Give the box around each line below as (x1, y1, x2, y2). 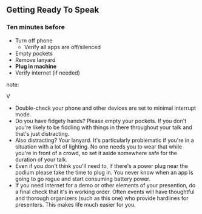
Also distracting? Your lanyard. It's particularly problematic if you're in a (15, 136, 194, 144)
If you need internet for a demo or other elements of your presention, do (15, 181, 196, 189)
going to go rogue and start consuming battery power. (15, 175, 150, 182)
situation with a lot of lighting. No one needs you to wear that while (15, 142, 183, 150)
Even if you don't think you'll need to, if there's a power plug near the (15, 162, 188, 169)
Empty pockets (15, 50, 53, 57)
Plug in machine (15, 62, 57, 70)
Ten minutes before (6, 23, 66, 32)
